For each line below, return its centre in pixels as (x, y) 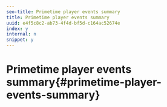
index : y (17, 29)
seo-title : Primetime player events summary (63, 12)
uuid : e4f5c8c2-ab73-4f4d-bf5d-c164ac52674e (63, 23)
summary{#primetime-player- (84, 82)
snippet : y (20, 40)
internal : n (21, 34)
